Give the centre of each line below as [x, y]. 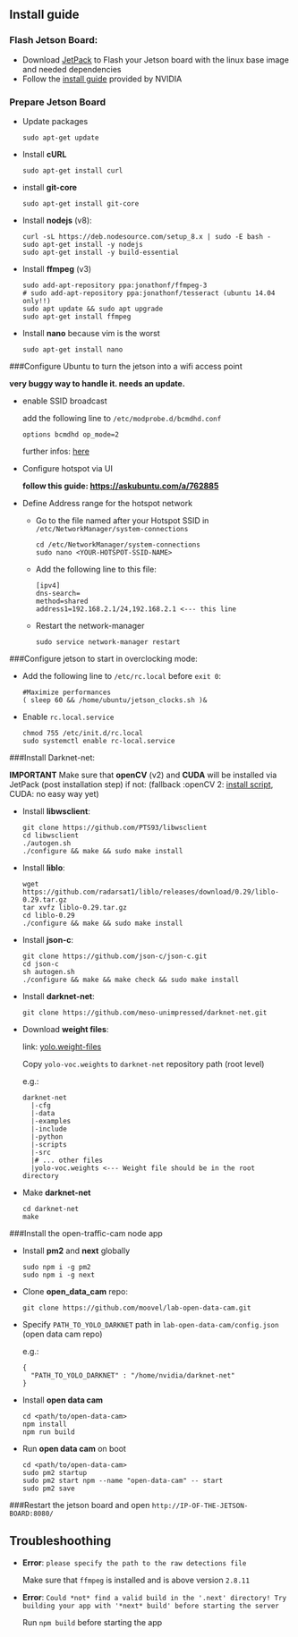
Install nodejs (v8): [57, 220]
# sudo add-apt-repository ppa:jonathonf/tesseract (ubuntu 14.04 [149, 293]
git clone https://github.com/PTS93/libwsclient [115, 827]
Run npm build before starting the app [92, 1622]
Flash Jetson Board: [54, 40]
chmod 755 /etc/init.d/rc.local [82, 733]
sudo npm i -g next [59, 1275]
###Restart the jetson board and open [80, 1505]
